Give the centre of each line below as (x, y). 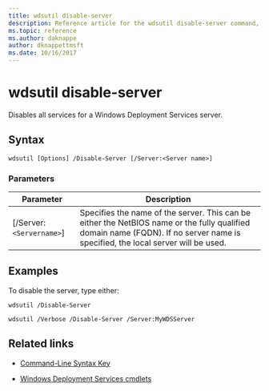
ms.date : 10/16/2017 (43, 53)
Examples (33, 271)
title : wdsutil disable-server (60, 16)
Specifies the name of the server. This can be (165, 213)
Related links (41, 344)
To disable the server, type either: (64, 290)
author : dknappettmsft (46, 46)
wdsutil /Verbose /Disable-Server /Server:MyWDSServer (102, 319)
